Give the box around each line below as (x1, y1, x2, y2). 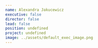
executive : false (5, 12, 42, 17)
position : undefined (5, 26, 49, 31)
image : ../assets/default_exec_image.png (5, 35, 93, 40)
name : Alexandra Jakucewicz (5, 7, 64, 12)
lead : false (5, 21, 30, 26)
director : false (5, 16, 39, 21)
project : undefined (5, 30, 46, 35)
